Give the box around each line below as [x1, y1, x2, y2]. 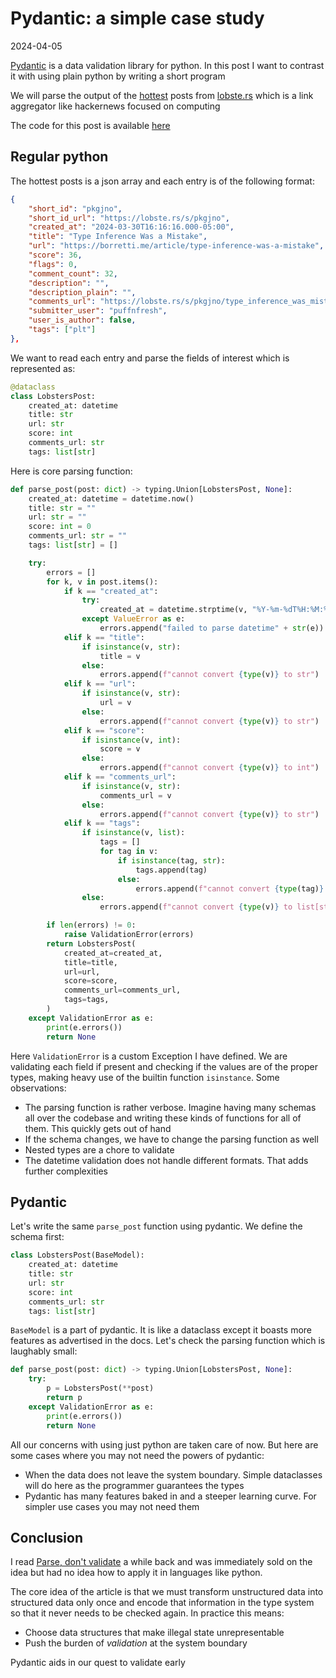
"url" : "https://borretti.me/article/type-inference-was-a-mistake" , [28, 241, 325, 251]
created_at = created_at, [63, 948, 163, 958]
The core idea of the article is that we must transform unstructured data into [10, 1586, 324, 1598]
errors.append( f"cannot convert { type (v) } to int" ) [99, 763, 320, 773]
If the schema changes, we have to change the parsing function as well [24, 1133, 319, 1145]
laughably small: [10, 1345, 78, 1357]
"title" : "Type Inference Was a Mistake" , [28, 232, 208, 242]
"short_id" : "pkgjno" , [28, 203, 123, 214]
